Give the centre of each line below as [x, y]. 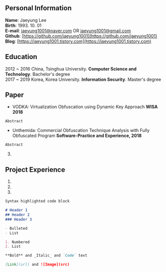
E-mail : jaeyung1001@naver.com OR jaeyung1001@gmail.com [68, 31]
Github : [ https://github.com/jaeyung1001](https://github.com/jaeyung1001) [81, 36]
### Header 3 [19, 219]
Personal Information [38, 8]
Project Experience [35, 170]
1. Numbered [17, 242]
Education [21, 57]
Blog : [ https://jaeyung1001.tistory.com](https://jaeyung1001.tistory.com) [78, 41]
